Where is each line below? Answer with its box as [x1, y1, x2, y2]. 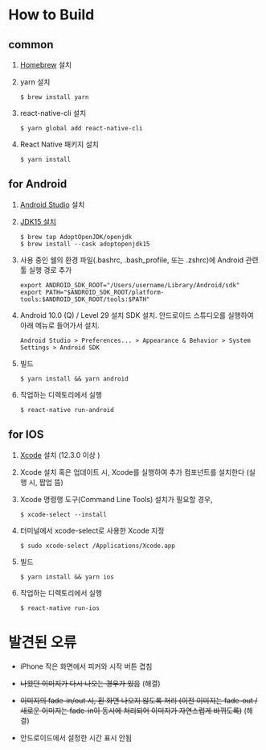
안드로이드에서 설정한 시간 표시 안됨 [19, 732, 133, 742]
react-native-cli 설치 [19, 109, 87, 117]
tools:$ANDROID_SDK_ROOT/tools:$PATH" [19, 295, 150, 303]
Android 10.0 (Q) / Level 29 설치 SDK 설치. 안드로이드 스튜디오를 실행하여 [19, 310, 255, 319]
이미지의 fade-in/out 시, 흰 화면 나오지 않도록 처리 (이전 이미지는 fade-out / [19, 695, 258, 705]
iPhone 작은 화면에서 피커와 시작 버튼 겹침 [19, 661, 153, 671]
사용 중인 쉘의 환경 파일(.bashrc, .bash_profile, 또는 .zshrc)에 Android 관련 [19, 255, 259, 265]
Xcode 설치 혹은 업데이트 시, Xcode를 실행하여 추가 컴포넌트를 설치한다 [19, 467, 245, 476]
